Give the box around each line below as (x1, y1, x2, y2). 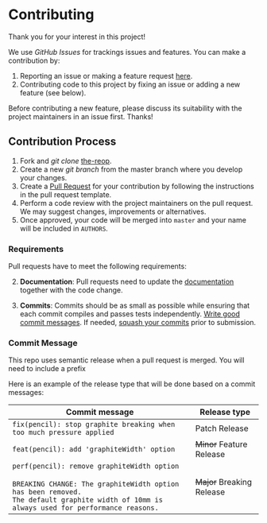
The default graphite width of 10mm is (12, 495, 163, 505)
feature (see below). (19, 87, 87, 97)
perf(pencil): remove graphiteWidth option (12, 462, 180, 471)
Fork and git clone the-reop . (19, 156, 112, 165)
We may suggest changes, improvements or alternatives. (19, 207, 207, 216)
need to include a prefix (8, 364, 86, 374)
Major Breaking (195, 477, 253, 488)
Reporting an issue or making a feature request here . (19, 71, 193, 80)
